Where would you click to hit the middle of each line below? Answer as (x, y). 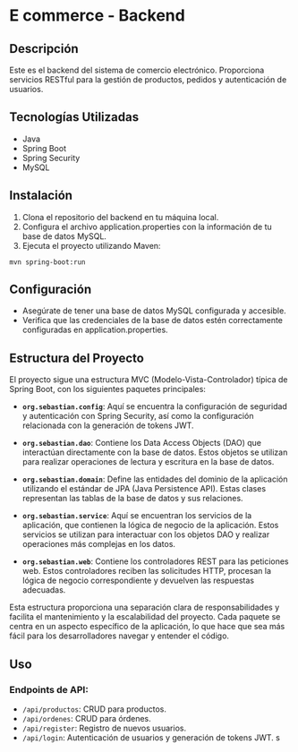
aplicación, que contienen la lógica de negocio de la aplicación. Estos (150, 526)
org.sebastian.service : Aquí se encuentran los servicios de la (137, 516)
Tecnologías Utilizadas (74, 117)
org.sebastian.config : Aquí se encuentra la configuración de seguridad (155, 406)
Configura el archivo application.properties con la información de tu (147, 226)
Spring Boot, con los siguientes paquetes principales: (107, 389)
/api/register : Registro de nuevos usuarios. (104, 728)
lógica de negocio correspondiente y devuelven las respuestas (138, 581)
